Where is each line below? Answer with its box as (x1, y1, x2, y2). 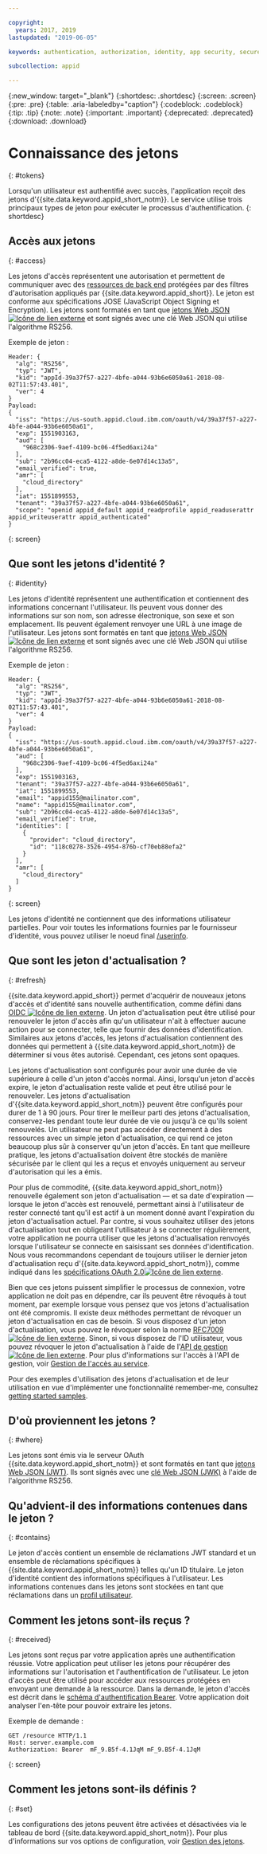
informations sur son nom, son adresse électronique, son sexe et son (8, 610, 234, 620)
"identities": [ (15, 821, 69, 829)
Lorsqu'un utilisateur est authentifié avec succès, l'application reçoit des (8, 186, 246, 196)
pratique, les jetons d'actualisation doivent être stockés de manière (8, 1150, 228, 1159)
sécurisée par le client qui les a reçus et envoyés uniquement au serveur (8, 1158, 246, 1168)
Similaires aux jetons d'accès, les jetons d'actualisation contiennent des (8, 1033, 244, 1042)
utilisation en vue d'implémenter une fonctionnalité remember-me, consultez (8, 1382, 258, 1392)
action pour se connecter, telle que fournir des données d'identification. (8, 1025, 244, 1034)
